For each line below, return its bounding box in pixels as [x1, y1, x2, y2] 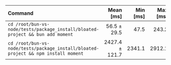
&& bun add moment [28, 31, 73, 37]
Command [8, 10, 34, 17]
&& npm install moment [28, 51, 84, 56]
